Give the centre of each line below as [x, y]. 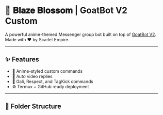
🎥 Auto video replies [32, 76]
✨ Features [22, 59]
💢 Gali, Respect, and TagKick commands [53, 81]
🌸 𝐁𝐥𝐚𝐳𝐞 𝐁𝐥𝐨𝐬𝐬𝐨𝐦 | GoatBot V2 [66, 10]
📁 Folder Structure [33, 107]
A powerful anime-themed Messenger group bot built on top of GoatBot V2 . [81, 34]
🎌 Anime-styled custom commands [47, 71]
